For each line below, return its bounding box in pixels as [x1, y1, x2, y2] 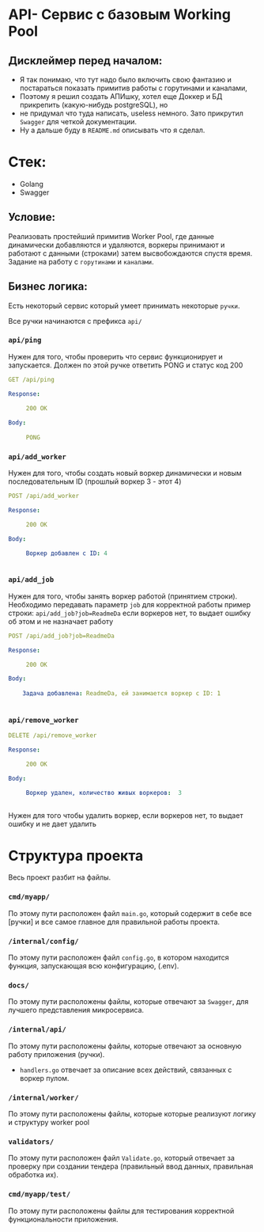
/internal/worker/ [8, 1093, 79, 1102]
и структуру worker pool [8, 1117, 90, 1127]
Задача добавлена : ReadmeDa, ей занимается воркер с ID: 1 [22, 690, 221, 698]
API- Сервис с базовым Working [8, 6, 232, 24]
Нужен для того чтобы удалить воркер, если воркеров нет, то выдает [8, 810, 243, 820]
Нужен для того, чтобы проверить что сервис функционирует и [8, 352, 223, 361]
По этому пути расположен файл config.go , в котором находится [8, 953, 229, 963]
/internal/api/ [8, 1025, 67, 1034]
